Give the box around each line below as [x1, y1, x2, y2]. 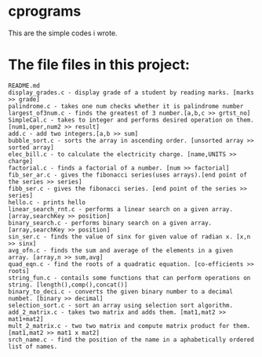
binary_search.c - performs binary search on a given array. [8, 219, 213, 227]
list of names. [8, 342, 58, 351]
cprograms [8, 2, 82, 20]
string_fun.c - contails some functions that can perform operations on [8, 274, 251, 282]
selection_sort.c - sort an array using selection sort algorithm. [8, 301, 234, 309]
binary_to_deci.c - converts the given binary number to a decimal [8, 287, 234, 296]
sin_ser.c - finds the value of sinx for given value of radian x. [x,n [8, 232, 251, 241]
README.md [8, 82, 41, 89]
